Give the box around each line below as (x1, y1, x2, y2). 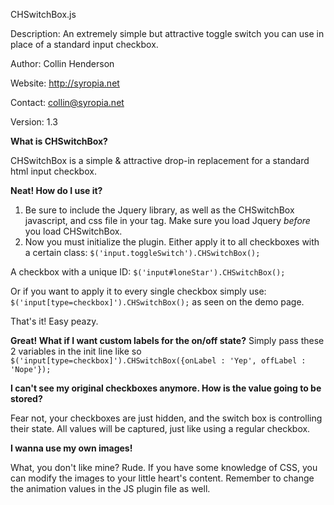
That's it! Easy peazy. (10, 315, 99, 327)
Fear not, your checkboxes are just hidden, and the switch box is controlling (10, 412, 323, 424)
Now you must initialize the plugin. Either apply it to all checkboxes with (24, 236, 320, 248)
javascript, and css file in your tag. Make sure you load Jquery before (24, 215, 311, 226)
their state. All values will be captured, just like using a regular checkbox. (10, 423, 311, 434)
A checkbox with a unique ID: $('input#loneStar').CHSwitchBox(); (10, 266, 286, 278)
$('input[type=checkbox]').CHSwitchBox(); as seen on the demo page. (10, 296, 305, 308)
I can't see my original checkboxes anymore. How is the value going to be (10, 382, 322, 394)
